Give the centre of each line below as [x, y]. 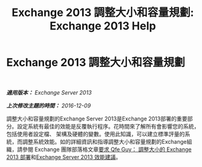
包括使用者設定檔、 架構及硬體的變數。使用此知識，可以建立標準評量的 [95, 134]
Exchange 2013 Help [103, 26]
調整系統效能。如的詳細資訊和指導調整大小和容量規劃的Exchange [104, 141]
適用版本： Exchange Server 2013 [49, 92]
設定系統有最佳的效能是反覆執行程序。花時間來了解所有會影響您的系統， [108, 126]
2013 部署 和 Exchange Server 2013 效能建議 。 [64, 157]
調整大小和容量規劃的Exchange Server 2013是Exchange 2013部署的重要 [97, 118]
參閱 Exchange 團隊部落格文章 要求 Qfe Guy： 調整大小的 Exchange [107, 149]
